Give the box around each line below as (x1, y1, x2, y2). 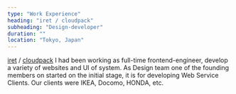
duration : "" (7, 30, 46, 37)
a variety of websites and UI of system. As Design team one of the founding (7, 64, 230, 72)
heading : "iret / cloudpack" (7, 17, 94, 24)
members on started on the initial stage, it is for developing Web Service (7, 71, 219, 80)
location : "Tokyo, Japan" (7, 37, 84, 44)
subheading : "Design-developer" (7, 23, 103, 30)
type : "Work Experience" (7, 10, 81, 18)
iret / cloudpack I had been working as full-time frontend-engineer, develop (7, 56, 229, 64)
